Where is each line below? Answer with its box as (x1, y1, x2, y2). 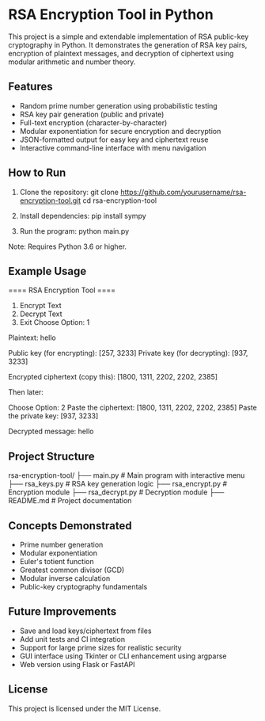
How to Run (8, 166, 66, 180)
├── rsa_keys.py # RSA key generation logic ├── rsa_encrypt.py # (8, 479, 228, 489)
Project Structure (8, 449, 95, 463)
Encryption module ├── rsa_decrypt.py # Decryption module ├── (8, 487, 225, 497)
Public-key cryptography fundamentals (19, 582, 148, 591)
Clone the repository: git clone (19, 187, 119, 196)
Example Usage (8, 264, 87, 278)
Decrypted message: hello (8, 426, 94, 437)
